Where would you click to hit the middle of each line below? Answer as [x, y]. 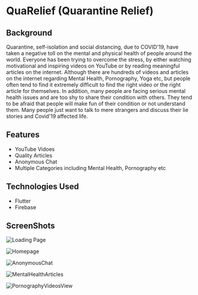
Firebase [25, 207]
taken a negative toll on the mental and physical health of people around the [99, 53]
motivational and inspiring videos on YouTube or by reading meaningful [93, 66]
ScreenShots [31, 226]
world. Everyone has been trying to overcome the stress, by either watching [99, 60]
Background [29, 33]
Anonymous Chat [36, 162]
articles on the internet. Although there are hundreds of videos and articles [97, 72]
